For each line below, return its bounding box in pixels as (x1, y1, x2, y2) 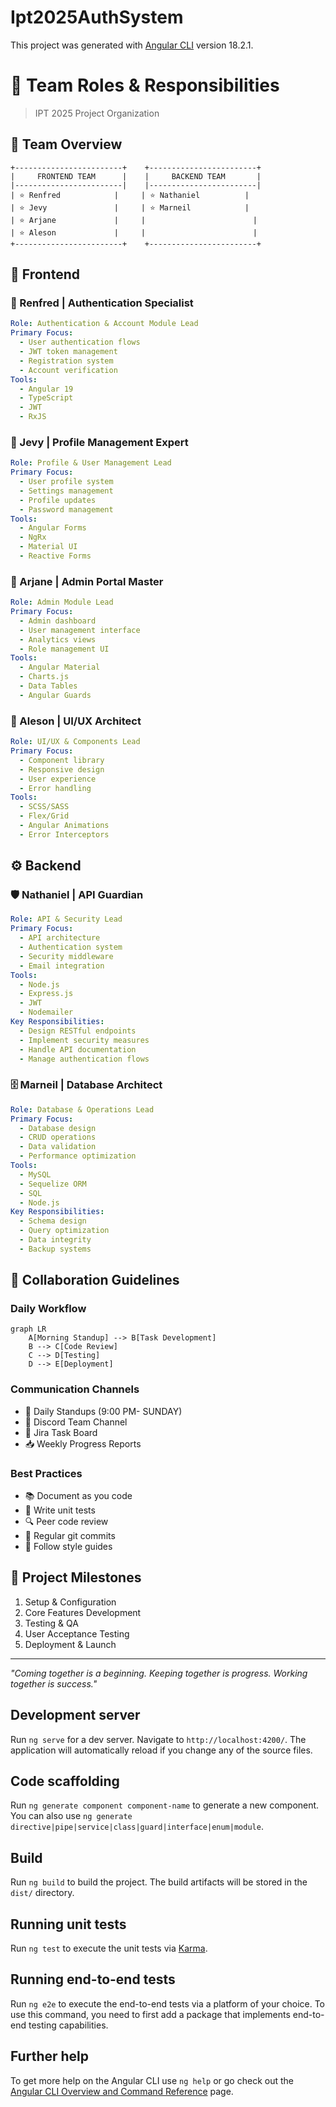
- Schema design (19, 1216, 87, 1226)
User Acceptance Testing (24, 1627, 130, 1640)
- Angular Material (19, 662, 101, 673)
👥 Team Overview (10, 136, 123, 153)
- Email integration (19, 961, 105, 971)
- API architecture (19, 933, 101, 943)
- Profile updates (19, 495, 97, 505)
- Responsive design (19, 764, 105, 775)
